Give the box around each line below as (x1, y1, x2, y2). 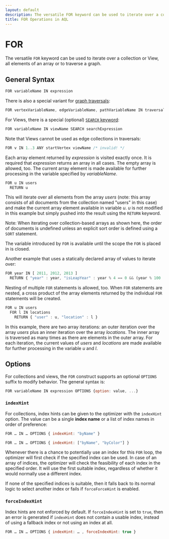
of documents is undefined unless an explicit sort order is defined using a (5, 225, 158, 231)
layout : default (5, 7, 39, 13)
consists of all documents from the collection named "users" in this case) (5, 200, 157, 206)
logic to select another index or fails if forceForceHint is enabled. (5, 486, 140, 492)
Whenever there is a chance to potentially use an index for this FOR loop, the (5, 449, 162, 455)
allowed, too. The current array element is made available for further (5, 165, 147, 171)
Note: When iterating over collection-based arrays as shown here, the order (5, 220, 162, 226)
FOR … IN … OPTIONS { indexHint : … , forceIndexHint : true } (5, 529, 136, 534)
